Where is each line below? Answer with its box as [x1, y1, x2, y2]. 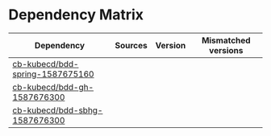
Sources [115, 39, 148, 51]
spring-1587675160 [12, 68, 94, 80]
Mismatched [201, 35, 252, 46]
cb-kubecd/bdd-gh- [12, 81, 94, 93]
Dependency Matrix [8, 6, 144, 24]
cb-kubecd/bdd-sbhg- [12, 105, 103, 116]
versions [209, 44, 244, 56]
